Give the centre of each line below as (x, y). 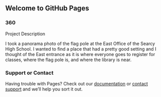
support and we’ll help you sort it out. (44, 89)
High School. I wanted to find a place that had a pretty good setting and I (81, 49)
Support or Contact (30, 73)
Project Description (25, 34)
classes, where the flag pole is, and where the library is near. (68, 60)
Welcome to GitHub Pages (47, 8)
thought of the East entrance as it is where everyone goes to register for (80, 54)
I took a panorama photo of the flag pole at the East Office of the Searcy (80, 43)
